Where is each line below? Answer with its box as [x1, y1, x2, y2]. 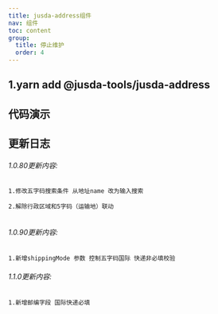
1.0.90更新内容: [8, 227, 58, 237]
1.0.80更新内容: [8, 160, 58, 170]
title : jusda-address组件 [8, 11, 91, 20]
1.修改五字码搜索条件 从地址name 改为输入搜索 [8, 187, 144, 195]
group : [8, 33, 30, 42]
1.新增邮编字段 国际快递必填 [8, 298, 91, 307]
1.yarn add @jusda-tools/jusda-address [8, 78, 211, 92]
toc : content [8, 26, 52, 34]
